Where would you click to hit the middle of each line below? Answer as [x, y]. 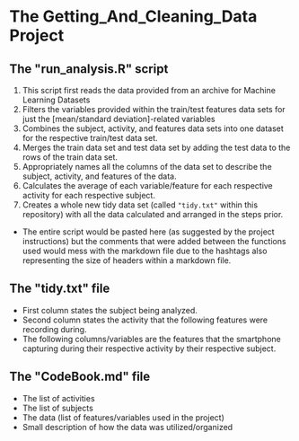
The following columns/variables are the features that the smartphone [151, 339]
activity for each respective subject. [88, 195]
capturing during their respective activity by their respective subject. [149, 348]
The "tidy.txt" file [60, 289]
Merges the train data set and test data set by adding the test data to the [156, 147]
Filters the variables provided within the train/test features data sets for [154, 109]
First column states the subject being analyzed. [110, 310]
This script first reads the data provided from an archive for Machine [149, 90]
